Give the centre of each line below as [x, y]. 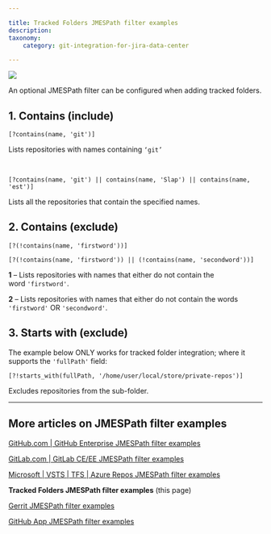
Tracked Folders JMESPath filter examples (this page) [100, 490]
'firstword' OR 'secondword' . [58, 307]
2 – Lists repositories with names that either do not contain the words [123, 298]
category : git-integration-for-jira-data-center [106, 45]
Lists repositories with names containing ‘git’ [85, 149]
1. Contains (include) [61, 116]
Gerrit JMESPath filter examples [62, 506]
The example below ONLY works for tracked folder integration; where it [127, 353]
